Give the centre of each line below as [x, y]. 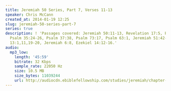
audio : [12, 48]
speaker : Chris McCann [29, 15]
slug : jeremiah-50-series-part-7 [41, 24]
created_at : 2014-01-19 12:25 [37, 19]
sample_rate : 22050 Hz [38, 66]
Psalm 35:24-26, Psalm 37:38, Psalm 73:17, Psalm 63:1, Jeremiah [81, 38]
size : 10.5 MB [29, 71]
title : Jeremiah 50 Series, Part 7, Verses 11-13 [59, 10]
